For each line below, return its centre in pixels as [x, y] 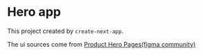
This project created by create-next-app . [65, 31]
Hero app [34, 12]
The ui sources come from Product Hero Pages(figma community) [101, 44]
